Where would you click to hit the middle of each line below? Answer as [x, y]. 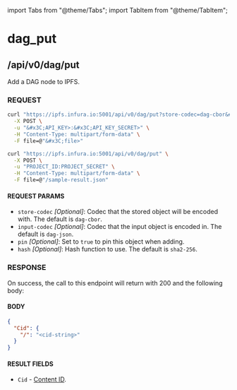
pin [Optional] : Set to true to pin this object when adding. [101, 242]
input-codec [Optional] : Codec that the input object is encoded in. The [120, 227]
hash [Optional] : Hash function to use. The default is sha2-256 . [107, 249]
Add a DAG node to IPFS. [43, 82]
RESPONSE [27, 268]
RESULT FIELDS [31, 364]
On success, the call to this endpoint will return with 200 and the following [115, 283]
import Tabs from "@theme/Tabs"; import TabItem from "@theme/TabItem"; [117, 10]
